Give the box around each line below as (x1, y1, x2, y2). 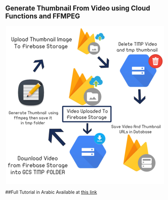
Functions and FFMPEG (5, 12, 80, 21)
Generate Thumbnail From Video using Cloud (5, 4, 150, 13)
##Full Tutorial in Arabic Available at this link (5, 189, 97, 195)
